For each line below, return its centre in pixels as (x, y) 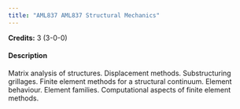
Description (28, 56)
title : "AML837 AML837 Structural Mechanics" (84, 15)
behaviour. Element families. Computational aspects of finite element (120, 89)
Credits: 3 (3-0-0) (38, 38)
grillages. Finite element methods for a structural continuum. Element (120, 81)
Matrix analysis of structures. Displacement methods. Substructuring (120, 73)
